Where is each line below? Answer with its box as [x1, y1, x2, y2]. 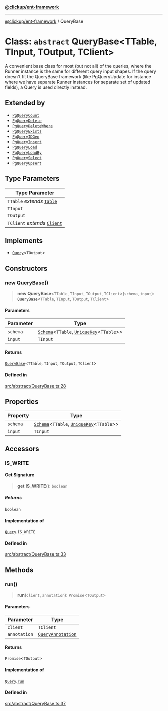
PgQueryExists [12, 129, 42, 134]
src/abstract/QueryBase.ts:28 [5, 383, 66, 389]
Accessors [5, 444, 40, 453]
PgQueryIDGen [12, 134, 40, 139]
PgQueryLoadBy [12, 150, 42, 155]
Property [7, 412, 29, 419]
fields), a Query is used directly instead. [5, 84, 87, 90]
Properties [5, 397, 39, 406]
